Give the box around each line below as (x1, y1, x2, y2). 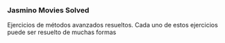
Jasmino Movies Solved (7, 5, 90, 15)
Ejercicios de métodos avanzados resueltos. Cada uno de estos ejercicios (7, 21, 219, 29)
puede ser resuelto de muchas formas (7, 28, 117, 36)
